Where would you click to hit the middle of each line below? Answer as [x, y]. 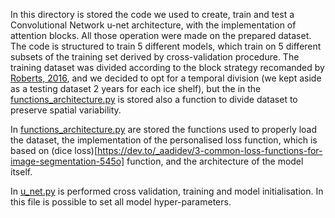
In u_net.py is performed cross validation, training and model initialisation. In [167, 191]
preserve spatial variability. [66, 110]
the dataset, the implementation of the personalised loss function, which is [164, 140]
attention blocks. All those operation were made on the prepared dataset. [161, 35]
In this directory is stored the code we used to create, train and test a [152, 14]
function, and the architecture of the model [215, 161]
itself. [21, 172]
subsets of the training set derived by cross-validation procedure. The [155, 57]
